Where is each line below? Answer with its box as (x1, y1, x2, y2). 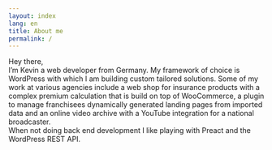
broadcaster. (8, 117, 51, 126)
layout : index (8, 11, 57, 20)
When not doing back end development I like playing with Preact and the (8, 126, 252, 135)
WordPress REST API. (8, 135, 81, 144)
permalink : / (8, 34, 53, 43)
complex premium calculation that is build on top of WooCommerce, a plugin (8, 91, 265, 101)
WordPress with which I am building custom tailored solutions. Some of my (8, 74, 258, 84)
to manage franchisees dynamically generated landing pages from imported (8, 100, 263, 109)
